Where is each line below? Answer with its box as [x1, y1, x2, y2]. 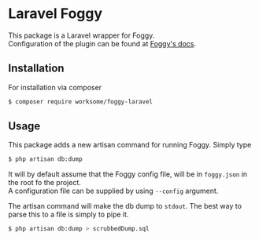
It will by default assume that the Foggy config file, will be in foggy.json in [8, 169, 248, 179]
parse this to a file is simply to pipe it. [8, 209, 129, 220]
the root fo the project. [8, 178, 81, 187]
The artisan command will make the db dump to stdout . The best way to [8, 202, 242, 211]
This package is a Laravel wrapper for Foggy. [8, 31, 155, 40]
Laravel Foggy [8, 5, 103, 23]
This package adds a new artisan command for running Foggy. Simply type [8, 140, 252, 150]
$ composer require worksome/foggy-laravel [8, 97, 154, 106]
